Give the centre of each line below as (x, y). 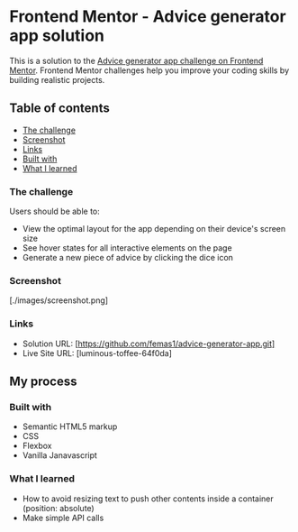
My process (43, 382)
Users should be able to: (55, 211)
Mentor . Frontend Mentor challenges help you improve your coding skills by (149, 70)
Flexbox (37, 446)
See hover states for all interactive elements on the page (127, 248)
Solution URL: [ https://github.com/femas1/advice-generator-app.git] (149, 344)
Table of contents (59, 109)
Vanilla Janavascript (59, 455)
